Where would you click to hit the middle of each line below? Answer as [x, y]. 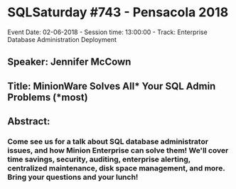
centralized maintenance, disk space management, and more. [116, 168]
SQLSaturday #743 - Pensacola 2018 [118, 12]
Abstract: [29, 121]
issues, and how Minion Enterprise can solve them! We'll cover [118, 151]
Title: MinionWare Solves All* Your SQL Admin [112, 86]
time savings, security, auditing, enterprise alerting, [99, 159]
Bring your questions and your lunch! [73, 177]
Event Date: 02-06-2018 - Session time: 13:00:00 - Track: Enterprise [107, 32]
